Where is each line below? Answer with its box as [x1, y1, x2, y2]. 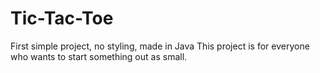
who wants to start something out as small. [10, 50, 188, 62]
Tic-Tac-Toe [10, 7, 114, 30]
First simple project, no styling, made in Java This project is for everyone [10, 40, 310, 52]
